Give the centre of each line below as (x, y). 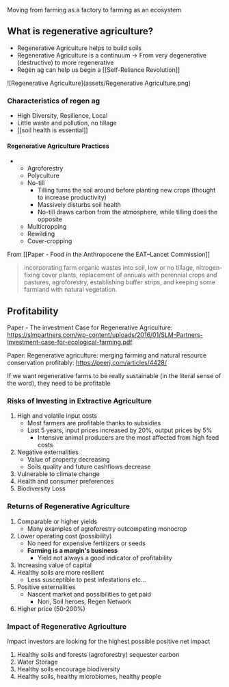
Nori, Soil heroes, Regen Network (84, 601)
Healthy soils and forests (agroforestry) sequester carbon (98, 655)
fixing (32, 275)
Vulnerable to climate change (58, 474)
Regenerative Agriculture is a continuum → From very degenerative (112, 55)
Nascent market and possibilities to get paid (89, 594)
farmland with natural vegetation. (70, 290)
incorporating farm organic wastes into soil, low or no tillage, (109, 268)
